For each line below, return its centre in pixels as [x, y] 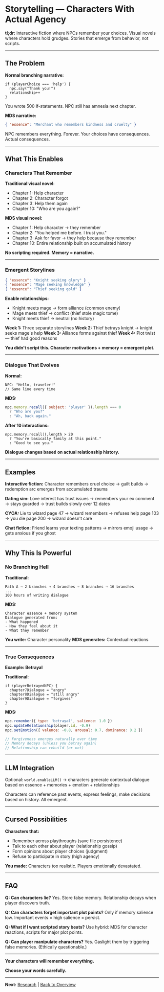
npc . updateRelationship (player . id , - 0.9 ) [48, 725]
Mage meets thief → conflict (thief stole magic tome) [65, 313]
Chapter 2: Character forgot [40, 198]
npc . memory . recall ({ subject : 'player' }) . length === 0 [63, 407]
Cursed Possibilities [36, 819]
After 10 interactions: [27, 426]
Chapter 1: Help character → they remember [56, 228]
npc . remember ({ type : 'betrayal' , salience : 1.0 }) [59, 721]
